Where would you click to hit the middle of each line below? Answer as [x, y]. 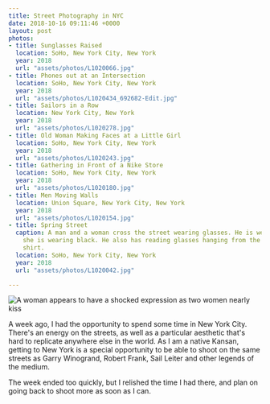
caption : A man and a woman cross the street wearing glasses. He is [134, 233]
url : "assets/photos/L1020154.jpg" [75, 218]
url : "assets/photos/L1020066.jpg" [75, 68]
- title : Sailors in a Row [53, 105]
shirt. [34, 248]
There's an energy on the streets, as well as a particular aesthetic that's [127, 333]
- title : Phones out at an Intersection [77, 76]
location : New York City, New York [75, 113]
